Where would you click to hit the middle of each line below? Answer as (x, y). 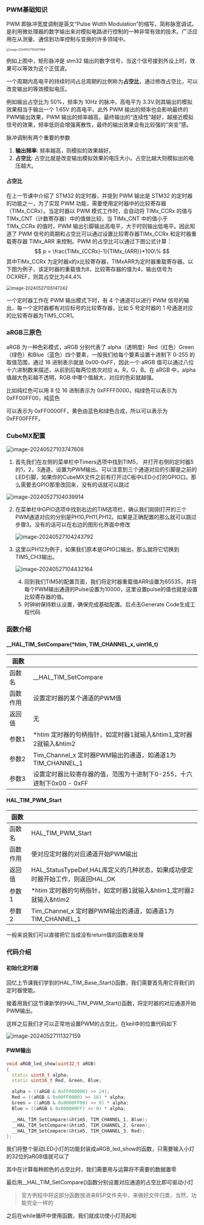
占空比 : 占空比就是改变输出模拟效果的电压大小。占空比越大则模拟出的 (102, 158)
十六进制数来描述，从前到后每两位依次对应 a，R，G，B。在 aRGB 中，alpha (101, 370)
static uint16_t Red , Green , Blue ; (57, 1081)
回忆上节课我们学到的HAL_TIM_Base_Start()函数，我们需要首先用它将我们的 (101, 982)
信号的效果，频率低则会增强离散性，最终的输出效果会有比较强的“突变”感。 (99, 125)
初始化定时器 (22, 968)
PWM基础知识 (27, 9)
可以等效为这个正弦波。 (41, 69)
